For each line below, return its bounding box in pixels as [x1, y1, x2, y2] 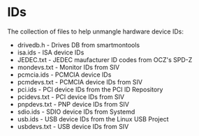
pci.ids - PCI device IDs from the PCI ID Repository [17, 85, 163, 93]
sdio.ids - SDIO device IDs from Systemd [17, 107, 135, 116]
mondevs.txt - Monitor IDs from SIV [17, 63, 120, 71]
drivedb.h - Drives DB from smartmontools [17, 40, 140, 49]
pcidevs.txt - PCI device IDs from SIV [17, 92, 124, 101]
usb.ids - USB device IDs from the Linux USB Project [17, 114, 169, 123]
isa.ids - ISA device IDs [17, 48, 84, 56]
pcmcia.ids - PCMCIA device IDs [17, 70, 112, 79]
